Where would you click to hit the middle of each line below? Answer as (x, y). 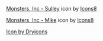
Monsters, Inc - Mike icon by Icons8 (50, 20)
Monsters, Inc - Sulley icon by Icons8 (51, 9)
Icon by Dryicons (27, 31)
